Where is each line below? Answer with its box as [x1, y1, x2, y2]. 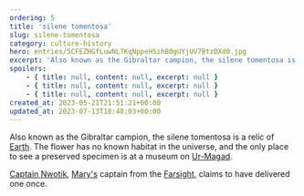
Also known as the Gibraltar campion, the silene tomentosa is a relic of [9, 131, 275, 142]
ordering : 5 [9, 13, 55, 23]
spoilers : [9, 65, 47, 74]
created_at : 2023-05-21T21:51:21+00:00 [9, 98, 162, 108]
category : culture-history [9, 38, 112, 48]
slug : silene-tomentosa [9, 30, 100, 39]
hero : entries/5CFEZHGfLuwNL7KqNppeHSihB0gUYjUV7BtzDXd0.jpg [9, 47, 247, 57]
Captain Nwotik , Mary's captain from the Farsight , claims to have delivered [9, 169, 290, 180]
